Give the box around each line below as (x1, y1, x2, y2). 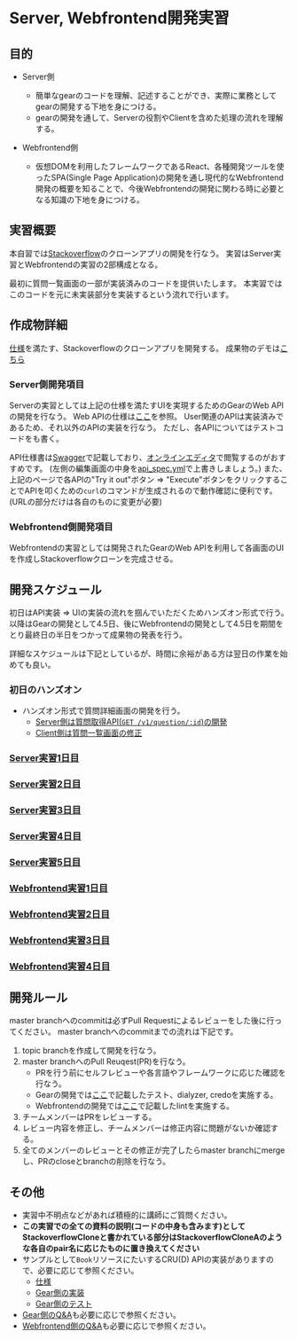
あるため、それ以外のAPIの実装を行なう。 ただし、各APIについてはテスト (9, 422, 277, 433)
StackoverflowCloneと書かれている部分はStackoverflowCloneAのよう (21, 1232, 283, 1242)
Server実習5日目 (9, 856, 82, 868)
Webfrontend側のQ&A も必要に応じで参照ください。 (21, 1320, 211, 1331)
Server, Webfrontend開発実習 (9, 8, 230, 28)
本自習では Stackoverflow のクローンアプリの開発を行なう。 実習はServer (9, 247, 274, 258)
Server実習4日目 (9, 830, 82, 842)
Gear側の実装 (35, 1288, 85, 1298)
